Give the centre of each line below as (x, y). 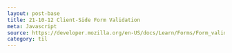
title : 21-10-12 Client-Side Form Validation (74, 20)
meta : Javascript (32, 26)
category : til (28, 39)
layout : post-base (33, 13)
